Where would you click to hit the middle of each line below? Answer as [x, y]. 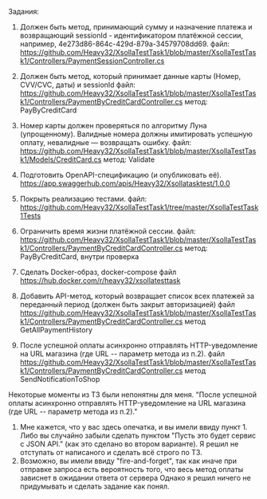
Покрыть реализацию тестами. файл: [83, 199]
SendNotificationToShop [60, 379]
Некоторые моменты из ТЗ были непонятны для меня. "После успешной [133, 395]
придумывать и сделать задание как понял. [94, 486]
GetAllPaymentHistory [56, 330]
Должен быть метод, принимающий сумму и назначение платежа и [136, 27]
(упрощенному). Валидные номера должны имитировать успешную [136, 134]
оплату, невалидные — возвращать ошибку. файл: [106, 142]
